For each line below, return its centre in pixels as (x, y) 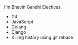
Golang (19, 27)
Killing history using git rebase (42, 37)
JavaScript (22, 22)
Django (19, 32)
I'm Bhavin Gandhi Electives (32, 7)
